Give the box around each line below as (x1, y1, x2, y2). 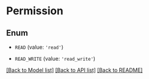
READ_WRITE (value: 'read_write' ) (14, 55, 95, 62)
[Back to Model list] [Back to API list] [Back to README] (6, 67, 143, 74)
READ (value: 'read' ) (14, 43, 64, 50)
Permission (6, 4, 64, 18)
